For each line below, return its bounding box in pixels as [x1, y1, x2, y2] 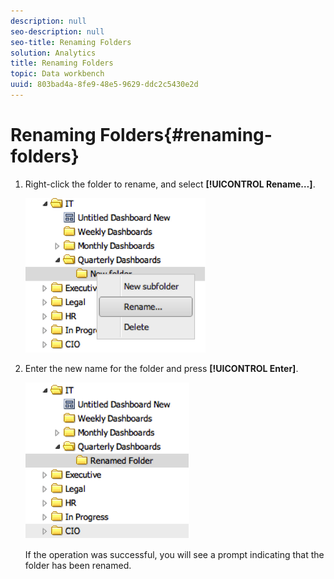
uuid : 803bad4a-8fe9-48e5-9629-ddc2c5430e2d [10, 80, 199, 90]
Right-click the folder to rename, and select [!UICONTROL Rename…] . [24, 178, 316, 190]
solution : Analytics [10, 48, 97, 58]
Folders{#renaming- [99, 124, 273, 147]
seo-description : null [10, 26, 105, 37]
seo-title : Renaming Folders [10, 37, 132, 47]
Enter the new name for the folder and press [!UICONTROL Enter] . [24, 362, 299, 374]
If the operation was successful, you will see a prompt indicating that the [24, 548, 325, 560]
